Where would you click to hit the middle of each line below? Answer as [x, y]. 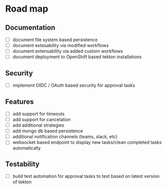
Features [19, 102]
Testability [22, 164]
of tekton [22, 182]
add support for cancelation [41, 119]
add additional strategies [38, 125]
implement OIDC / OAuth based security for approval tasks [74, 85]
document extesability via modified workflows [60, 46]
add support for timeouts [38, 114]
